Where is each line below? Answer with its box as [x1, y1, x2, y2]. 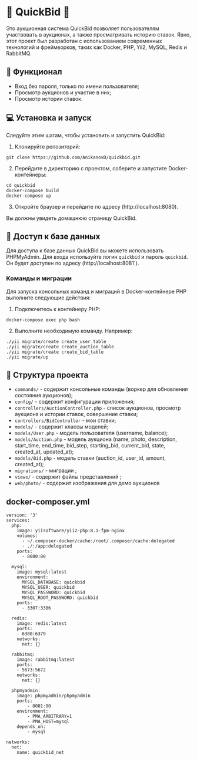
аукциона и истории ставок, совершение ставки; [14, 411, 138, 418]
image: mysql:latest [16, 569, 67, 575]
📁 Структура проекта [6, 370, 89, 380]
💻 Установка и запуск [6, 113, 92, 123]
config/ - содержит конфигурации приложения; [14, 398, 135, 406]
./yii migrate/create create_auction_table [6, 344, 115, 350]
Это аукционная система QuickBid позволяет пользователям [6, 25, 160, 32]
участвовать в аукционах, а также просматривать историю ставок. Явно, [6, 31, 191, 38]
